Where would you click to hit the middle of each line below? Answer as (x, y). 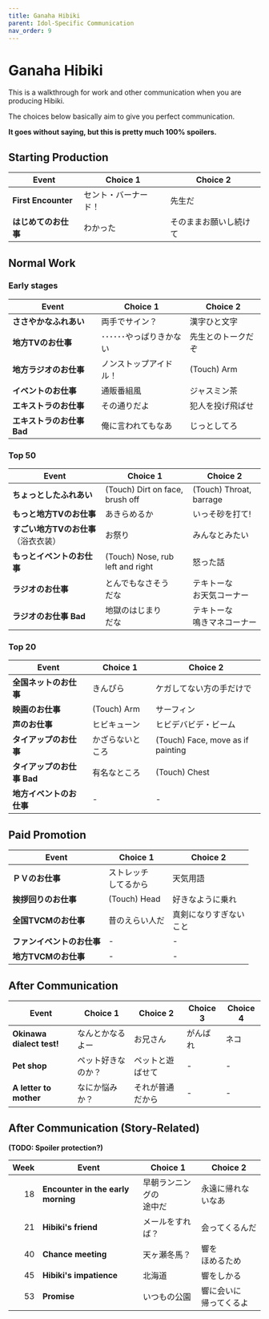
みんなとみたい (221, 536)
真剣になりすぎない (209, 915)
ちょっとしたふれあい (53, 496)
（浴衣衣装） (37, 541)
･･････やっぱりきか (137, 336)
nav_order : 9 (30, 30)
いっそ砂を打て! (222, 514)
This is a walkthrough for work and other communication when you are (125, 92)
